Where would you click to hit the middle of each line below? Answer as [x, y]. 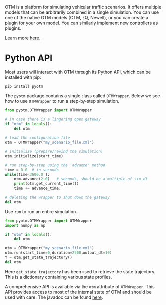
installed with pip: [23, 77]
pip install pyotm [24, 86]
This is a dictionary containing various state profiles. [59, 277]
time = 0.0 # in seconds [32, 170]
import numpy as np [25, 225]
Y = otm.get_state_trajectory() [39, 257]
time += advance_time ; [38, 188]
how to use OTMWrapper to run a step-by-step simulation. [62, 101]
